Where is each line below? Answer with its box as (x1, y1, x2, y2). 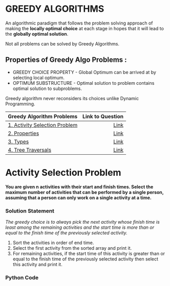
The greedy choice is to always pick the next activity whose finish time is (5, 219, 160, 225)
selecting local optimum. (12, 75, 65, 81)
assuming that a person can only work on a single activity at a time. (5, 195, 152, 201)
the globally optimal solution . (5, 31, 69, 37)
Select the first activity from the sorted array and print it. (12, 245, 132, 251)
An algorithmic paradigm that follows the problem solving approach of (5, 20, 153, 26)
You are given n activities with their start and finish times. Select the (5, 183, 154, 189)
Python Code (5, 274, 39, 281)
